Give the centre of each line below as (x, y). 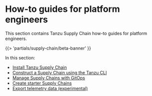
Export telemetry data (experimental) (50, 88)
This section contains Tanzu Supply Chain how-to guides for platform (76, 33)
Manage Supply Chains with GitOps (49, 78)
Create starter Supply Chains (42, 83)
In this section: (20, 57)
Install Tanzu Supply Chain (39, 67)
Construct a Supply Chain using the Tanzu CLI (59, 72)
